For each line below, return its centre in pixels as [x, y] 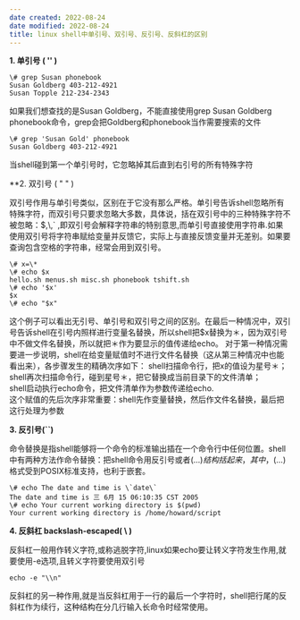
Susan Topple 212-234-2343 [59, 93]
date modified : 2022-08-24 [59, 26]
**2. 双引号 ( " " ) [42, 183]
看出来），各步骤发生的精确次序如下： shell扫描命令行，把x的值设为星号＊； [148, 366]
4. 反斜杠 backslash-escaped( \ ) [71, 531]
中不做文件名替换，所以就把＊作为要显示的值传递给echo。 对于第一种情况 [145, 344]
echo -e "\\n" [36, 578]
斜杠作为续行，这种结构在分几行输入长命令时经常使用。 [111, 607]
